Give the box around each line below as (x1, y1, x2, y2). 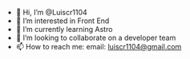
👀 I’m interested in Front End (15, 16, 110, 26)
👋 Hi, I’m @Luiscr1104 (15, 8, 88, 17)
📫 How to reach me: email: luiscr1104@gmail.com (15, 42, 182, 51)
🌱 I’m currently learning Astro (15, 25, 113, 33)
